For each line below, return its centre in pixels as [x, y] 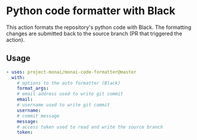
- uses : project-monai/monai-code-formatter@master [71, 72]
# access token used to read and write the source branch [90, 127]
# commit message [38, 116]
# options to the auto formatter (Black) [69, 83]
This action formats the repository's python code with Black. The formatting [99, 27]
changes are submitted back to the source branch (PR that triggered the [94, 33]
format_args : [33, 89]
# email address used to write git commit [70, 94]
